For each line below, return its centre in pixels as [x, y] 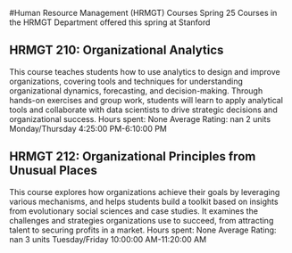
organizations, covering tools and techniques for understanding [126, 81]
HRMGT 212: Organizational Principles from [133, 156]
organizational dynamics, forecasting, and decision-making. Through [136, 90]
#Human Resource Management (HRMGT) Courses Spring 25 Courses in [143, 13]
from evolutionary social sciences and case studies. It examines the [134, 211]
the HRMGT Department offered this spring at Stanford [110, 22]
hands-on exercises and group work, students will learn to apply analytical [146, 100]
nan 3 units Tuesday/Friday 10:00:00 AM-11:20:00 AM [108, 239]
